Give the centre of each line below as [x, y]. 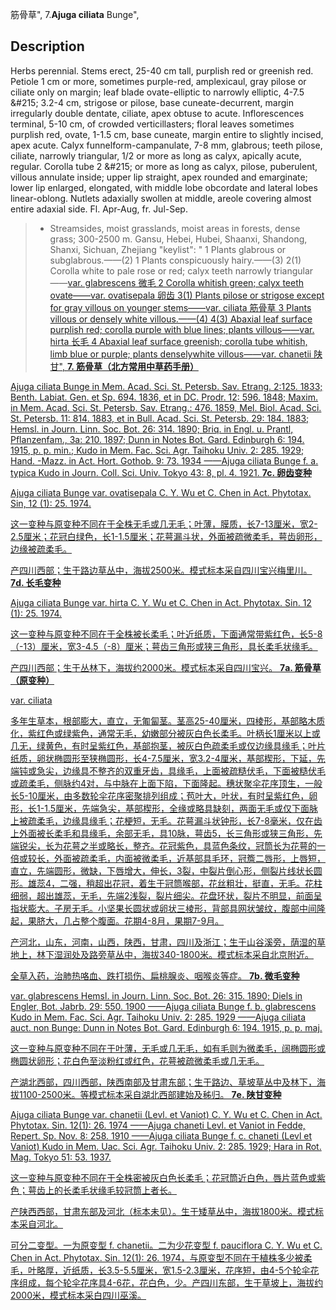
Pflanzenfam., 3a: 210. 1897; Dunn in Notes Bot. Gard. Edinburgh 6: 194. [157, 439]
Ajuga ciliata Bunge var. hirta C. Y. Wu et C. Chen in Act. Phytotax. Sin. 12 [161, 602]
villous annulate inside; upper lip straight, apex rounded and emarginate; [159, 177]
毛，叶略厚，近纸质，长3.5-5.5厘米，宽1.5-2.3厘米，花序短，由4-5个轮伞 [160, 1270]
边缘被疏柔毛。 [41, 549]
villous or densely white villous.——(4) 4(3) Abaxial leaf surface [181, 319]
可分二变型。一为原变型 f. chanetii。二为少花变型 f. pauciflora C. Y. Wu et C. [166, 1245]
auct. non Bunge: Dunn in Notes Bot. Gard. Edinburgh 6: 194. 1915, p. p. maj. [166, 1027]
